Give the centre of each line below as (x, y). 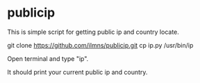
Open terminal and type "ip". (48, 58)
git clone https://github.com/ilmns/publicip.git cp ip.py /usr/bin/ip (100, 45)
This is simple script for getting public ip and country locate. (93, 32)
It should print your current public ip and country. (77, 72)
